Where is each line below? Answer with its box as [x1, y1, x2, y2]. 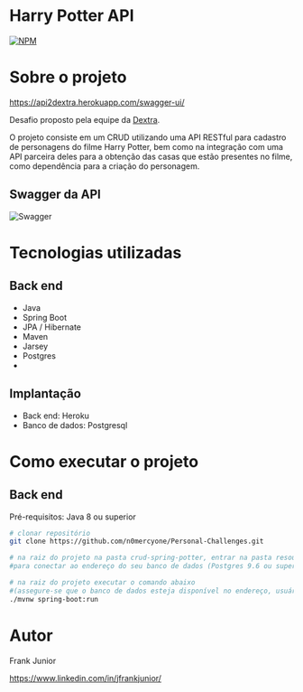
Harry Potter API [9, 5, 134, 26]
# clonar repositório [9, 528, 91, 538]
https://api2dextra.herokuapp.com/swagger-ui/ [9, 97, 185, 108]
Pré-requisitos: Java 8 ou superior [9, 511, 137, 522]
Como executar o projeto [9, 451, 199, 472]
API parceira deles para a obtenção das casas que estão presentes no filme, [9, 151, 293, 162]
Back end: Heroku [22, 410, 90, 421]
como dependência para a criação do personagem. [9, 160, 200, 172]
